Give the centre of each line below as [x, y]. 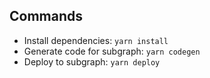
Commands [46, 16]
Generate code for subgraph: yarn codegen [112, 51]
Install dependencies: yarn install [96, 40]
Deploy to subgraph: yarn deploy [92, 61]
